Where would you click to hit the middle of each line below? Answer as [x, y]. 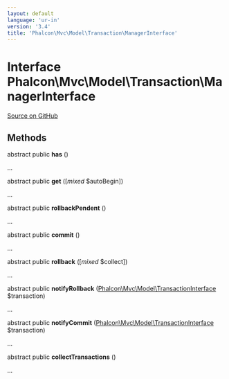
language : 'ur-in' [34, 20]
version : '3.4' [29, 26]
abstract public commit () [44, 235]
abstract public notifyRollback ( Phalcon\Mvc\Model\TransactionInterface [112, 289]
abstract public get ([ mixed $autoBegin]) [65, 181]
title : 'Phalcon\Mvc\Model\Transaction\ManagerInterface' [92, 33]
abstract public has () [38, 154]
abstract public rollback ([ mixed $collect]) [67, 262]
